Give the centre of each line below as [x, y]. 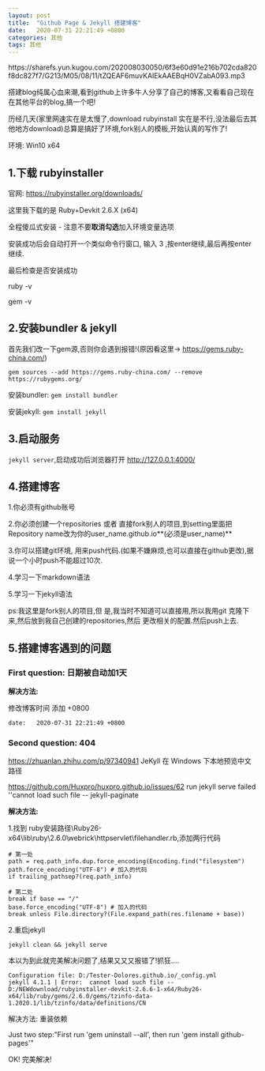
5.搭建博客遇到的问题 [60, 648]
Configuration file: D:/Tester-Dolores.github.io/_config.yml [112, 976]
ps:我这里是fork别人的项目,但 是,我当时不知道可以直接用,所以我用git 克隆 [125, 611]
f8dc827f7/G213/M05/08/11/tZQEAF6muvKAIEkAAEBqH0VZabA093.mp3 [127, 76]
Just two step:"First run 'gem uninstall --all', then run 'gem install [114, 1035]
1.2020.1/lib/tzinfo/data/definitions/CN [77, 1003]
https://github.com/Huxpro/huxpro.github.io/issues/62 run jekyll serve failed [132, 786]
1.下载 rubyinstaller [56, 173]
